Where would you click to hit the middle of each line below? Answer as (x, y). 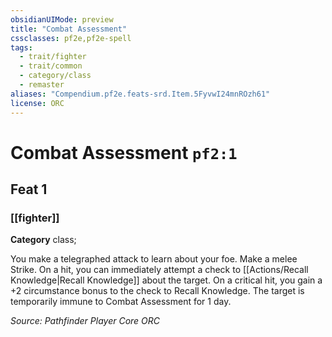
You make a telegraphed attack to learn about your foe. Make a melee (154, 259)
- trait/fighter (53, 57)
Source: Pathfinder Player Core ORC (85, 321)
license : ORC (37, 103)
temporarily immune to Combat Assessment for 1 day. (121, 302)
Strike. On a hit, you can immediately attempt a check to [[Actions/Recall (159, 270)
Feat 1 (29, 189)
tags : (21, 47)
